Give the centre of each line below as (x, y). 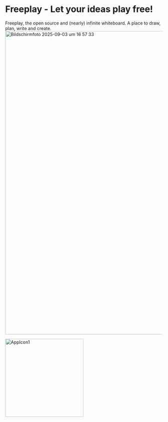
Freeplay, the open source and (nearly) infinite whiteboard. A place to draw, (83, 23)
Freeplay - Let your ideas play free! (79, 9)
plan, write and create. (28, 28)
